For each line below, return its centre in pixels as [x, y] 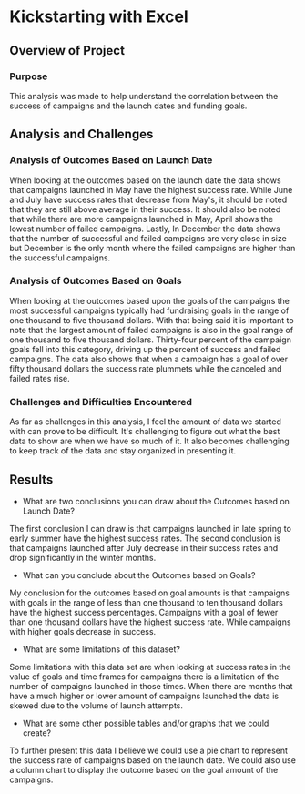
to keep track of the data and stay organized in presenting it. [123, 451]
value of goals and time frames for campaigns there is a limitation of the [144, 677]
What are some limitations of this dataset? [101, 649]
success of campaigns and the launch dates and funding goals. [128, 106]
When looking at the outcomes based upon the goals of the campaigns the [149, 300]
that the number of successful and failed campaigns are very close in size [148, 238]
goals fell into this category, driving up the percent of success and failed [145, 349]
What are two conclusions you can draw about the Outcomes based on [156, 501]
